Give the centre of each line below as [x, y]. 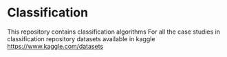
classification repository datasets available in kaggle [81, 38]
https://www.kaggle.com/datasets [55, 46]
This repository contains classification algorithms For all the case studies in [114, 32]
